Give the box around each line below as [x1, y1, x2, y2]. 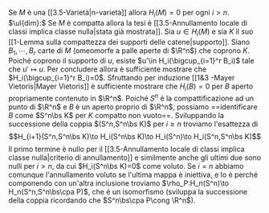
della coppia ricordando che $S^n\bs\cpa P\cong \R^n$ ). [8, 195, 196, 205]
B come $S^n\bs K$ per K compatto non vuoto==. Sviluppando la [8, 110, 225, 120]
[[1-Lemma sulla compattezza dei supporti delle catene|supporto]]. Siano [8, 37, 251, 47]
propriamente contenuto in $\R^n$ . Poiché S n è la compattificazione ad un [8, 92, 255, 103]
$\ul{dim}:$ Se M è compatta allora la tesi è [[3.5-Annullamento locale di [8, 18, 247, 27]
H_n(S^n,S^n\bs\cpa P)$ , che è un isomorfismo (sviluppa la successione [8, 186, 247, 196]
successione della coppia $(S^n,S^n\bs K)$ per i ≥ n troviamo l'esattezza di [8, 119, 259, 129]
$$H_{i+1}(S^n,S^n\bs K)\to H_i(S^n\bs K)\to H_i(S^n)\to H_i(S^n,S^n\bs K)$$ [8, 131, 262, 141]
